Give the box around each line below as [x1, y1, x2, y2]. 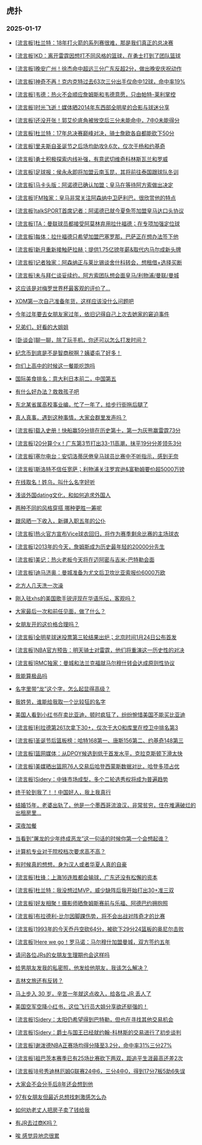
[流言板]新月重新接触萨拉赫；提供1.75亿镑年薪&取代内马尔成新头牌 [15, 246, 181, 253]
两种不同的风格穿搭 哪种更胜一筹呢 [15, 504, 102, 511]
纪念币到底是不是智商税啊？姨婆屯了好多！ [15, 349, 122, 356]
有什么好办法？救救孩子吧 [15, 388, 79, 395]
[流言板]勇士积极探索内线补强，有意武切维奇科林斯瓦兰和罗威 [15, 155, 169, 162]
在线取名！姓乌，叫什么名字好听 [15, 478, 95, 485]
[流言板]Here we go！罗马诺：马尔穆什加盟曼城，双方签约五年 [15, 938, 170, 946]
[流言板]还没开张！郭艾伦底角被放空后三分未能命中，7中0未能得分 [15, 116, 180, 123]
